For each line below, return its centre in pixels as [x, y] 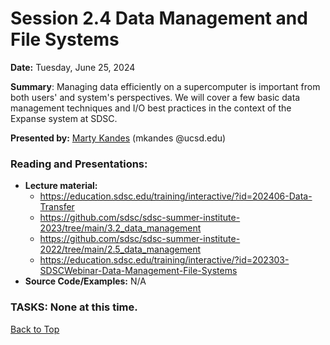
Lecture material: [61, 186]
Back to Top [35, 329]
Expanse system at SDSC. [64, 118]
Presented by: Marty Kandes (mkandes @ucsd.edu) [118, 138]
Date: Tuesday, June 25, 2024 [73, 67]
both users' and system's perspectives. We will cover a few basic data [155, 97]
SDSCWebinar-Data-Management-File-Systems [138, 271]
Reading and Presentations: [79, 164]
